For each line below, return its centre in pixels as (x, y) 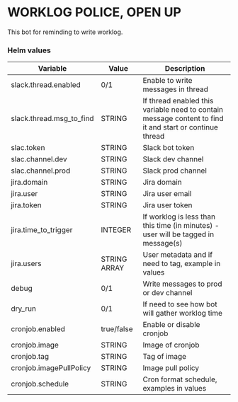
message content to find (183, 119)
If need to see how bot (180, 304)
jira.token (26, 205)
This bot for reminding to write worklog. (65, 32)
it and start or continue (180, 127)
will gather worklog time (183, 314)
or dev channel (168, 293)
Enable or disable (171, 325)
